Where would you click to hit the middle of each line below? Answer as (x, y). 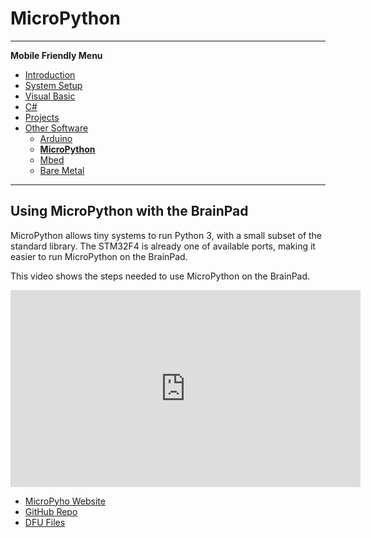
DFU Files (45, 522)
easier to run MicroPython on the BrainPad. (99, 256)
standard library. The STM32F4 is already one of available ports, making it (163, 246)
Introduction (50, 74)
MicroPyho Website (65, 501)
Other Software (56, 128)
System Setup (53, 85)
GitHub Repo (51, 511)
